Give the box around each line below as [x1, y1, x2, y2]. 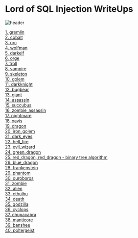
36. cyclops [5, 206, 28, 212]
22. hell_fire [5, 138, 29, 144]
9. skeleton [5, 71, 27, 77]
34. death [5, 196, 24, 202]
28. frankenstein [5, 164, 38, 170]
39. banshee [5, 222, 30, 228]
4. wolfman [5, 45, 28, 51]
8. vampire [5, 65, 27, 72]
